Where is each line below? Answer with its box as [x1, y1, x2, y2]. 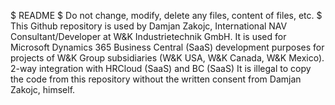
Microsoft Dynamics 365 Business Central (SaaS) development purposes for [10, 41, 325, 53]
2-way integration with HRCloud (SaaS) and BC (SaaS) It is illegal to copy [10, 63, 312, 74]
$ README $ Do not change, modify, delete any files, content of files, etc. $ [10, 10, 323, 21]
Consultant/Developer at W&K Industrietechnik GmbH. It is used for [10, 31, 287, 42]
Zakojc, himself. [10, 84, 76, 95]
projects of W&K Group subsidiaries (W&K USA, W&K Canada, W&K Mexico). [10, 52, 325, 64]
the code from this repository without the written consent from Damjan [10, 73, 302, 85]
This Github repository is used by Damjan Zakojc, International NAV [10, 20, 288, 32]
